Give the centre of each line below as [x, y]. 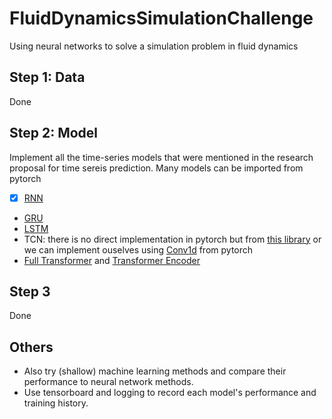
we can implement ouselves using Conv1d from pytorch [138, 249]
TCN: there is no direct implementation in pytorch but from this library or [172, 239]
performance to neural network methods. [108, 382]
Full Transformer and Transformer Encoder [112, 260]
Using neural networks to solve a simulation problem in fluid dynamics [154, 46]
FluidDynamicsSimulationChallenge [161, 18]
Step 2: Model [54, 133]
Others [31, 347]
